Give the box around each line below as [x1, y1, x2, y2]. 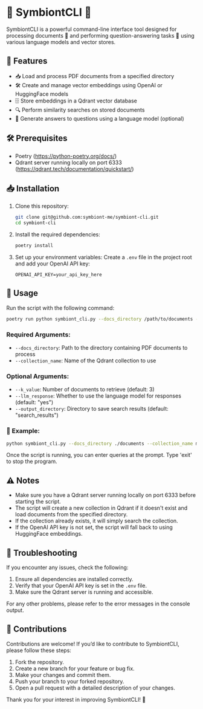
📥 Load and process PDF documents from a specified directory [14, 72, 175, 79]
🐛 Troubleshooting [6, 548, 77, 558]
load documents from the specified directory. [14, 511, 128, 518]
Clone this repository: [14, 202, 69, 210]
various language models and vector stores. [6, 38, 116, 45]
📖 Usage [6, 288, 38, 299]
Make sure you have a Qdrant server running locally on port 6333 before [14, 491, 196, 499]
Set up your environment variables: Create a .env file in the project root [14, 254, 192, 261]
